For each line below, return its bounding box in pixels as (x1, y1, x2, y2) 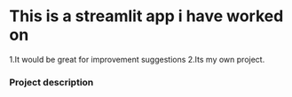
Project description (9, 76, 94, 88)
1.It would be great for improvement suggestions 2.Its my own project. (9, 54, 265, 64)
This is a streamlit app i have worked (9, 6, 284, 26)
